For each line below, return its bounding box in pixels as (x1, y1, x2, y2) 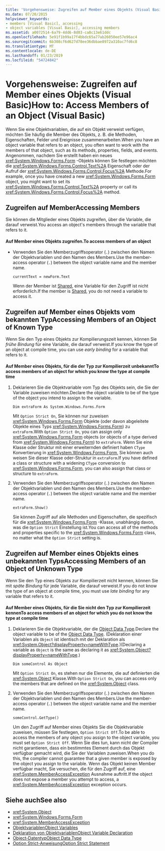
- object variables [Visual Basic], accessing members (5, 26, 120, 31)
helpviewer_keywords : (5, 16, 50, 21)
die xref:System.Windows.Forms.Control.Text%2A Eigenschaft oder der (5, 163, 150, 169)
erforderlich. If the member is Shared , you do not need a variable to (12, 288, 148, 294)
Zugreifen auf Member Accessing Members (5, 203, 140, 212)
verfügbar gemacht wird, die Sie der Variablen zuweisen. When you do (12, 750, 155, 756)
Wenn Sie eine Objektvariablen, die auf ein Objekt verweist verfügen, (5, 126, 145, 132)
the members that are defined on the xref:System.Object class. (12, 681, 140, 687)
